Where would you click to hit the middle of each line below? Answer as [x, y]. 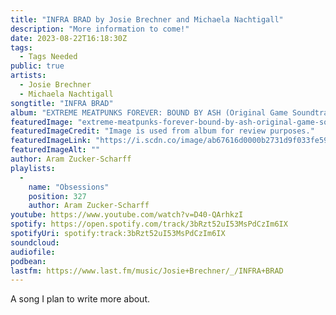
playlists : [33, 168]
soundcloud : [35, 242]
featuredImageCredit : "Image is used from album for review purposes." [162, 131]
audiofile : [33, 252]
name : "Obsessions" [69, 187]
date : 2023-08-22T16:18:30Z [69, 38]
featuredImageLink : [51, 141]
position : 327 [57, 196]
